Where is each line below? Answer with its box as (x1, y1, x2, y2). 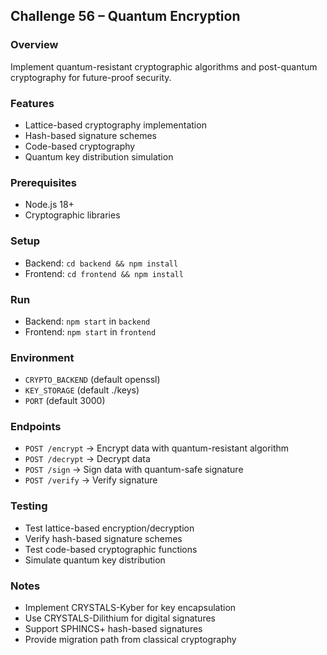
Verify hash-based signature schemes (24, 532, 183, 544)
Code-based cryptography (24, 140, 136, 152)
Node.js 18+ (24, 199, 75, 211)
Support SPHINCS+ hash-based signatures (24, 623, 203, 635)
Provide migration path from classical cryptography (24, 634, 237, 646)
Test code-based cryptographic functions (24, 543, 198, 555)
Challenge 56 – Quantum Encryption (10, 8, 241, 25)
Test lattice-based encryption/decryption (24, 522, 195, 534)
